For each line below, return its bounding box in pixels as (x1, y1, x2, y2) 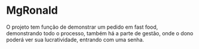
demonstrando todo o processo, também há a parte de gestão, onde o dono (6, 29, 194, 36)
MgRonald (6, 4, 58, 17)
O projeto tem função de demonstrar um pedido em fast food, (6, 23, 158, 30)
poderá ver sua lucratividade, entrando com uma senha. (6, 36, 145, 43)
